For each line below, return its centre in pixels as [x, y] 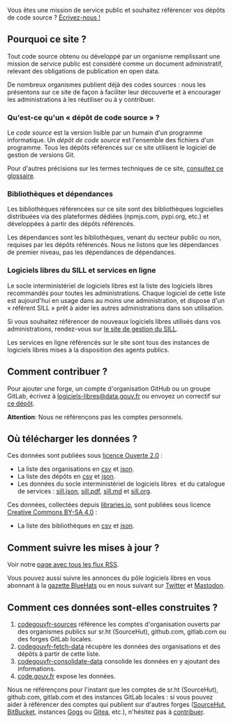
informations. [36, 669]
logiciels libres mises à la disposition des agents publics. [88, 350]
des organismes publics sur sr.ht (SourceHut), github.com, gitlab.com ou [122, 632]
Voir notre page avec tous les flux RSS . [63, 565]
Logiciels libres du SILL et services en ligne [82, 270]
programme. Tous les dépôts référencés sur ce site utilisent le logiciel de [112, 148]
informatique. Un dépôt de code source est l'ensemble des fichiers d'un [111, 140]
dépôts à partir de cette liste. [59, 654]
